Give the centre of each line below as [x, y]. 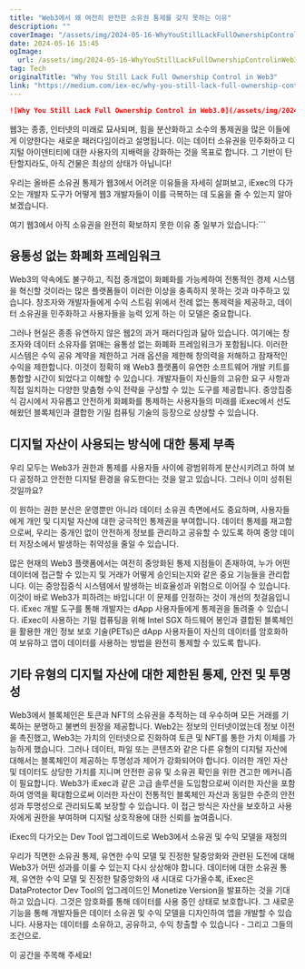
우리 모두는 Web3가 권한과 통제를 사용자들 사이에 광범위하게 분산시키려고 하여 [148, 468]
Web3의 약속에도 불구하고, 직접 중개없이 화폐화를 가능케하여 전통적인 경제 [140, 279]
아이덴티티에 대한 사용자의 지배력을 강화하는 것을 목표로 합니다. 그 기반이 [154, 152]
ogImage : [26, 52]
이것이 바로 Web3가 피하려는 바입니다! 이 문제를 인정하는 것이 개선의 [130, 598]
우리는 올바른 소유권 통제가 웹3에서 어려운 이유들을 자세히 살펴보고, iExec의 [143, 182]
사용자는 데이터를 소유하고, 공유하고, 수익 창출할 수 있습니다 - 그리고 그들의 [161, 924]
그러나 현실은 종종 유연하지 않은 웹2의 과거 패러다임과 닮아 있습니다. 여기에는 [145, 333]
